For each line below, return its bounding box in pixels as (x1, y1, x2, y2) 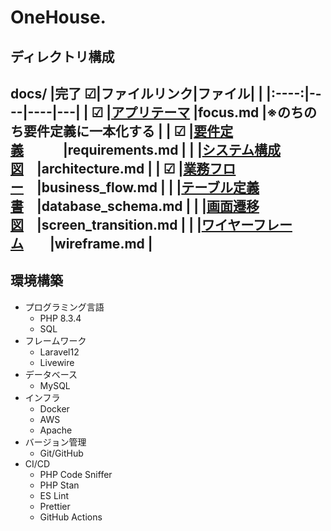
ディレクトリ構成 (10, 48, 115, 65)
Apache (39, 424, 73, 436)
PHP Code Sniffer (39, 468, 113, 480)
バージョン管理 (24, 436, 87, 448)
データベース (24, 368, 78, 380)
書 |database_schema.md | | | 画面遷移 (10, 197, 260, 215)
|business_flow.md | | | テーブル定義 (36, 179, 260, 196)
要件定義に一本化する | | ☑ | (23, 122, 195, 140)
